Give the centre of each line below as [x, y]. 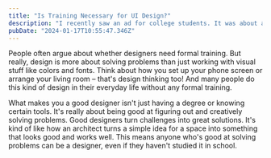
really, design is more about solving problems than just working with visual [132, 62]
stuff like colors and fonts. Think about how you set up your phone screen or [135, 71]
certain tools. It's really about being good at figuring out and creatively [125, 111]
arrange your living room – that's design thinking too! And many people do [132, 79]
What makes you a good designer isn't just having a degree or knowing [127, 103]
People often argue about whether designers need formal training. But [125, 54]
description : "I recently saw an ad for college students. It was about [133, 23]
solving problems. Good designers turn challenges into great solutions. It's [132, 120]
